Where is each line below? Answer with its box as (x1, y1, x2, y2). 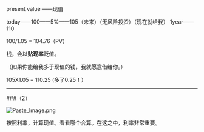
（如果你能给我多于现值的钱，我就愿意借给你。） (6, 63, 126, 70)
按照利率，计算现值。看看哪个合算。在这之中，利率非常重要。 (6, 119, 161, 126)
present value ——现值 (6, 5, 64, 12)
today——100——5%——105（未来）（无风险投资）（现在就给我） (6, 18, 169, 25)
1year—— (169, 18, 194, 25)
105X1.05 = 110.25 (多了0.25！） (6, 76, 87, 83)
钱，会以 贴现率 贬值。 (6, 50, 59, 58)
